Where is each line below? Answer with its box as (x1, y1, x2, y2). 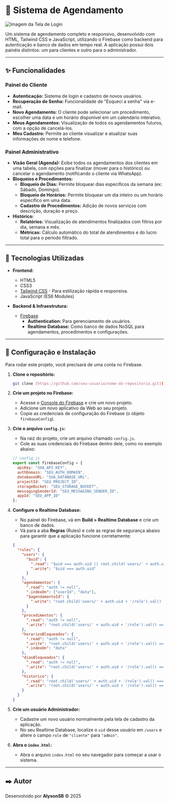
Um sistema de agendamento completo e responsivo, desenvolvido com (5, 31, 155, 37)
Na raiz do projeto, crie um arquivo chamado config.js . (20, 435, 136, 441)
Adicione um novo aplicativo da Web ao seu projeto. (20, 405, 128, 411)
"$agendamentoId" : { (26, 594, 69, 599)
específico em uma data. (20, 197, 71, 203)
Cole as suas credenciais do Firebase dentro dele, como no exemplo (20, 441, 162, 447)
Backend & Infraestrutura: (12, 303, 68, 309)
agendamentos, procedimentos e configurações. (27, 328, 129, 334)
